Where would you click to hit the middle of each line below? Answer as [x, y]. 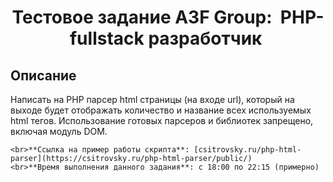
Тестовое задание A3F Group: [142, 17]
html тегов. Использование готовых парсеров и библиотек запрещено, [162, 120]
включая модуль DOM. [59, 131]
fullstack [107, 38]
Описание [43, 75]
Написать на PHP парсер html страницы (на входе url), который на [152, 99]
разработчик [205, 38]
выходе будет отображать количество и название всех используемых [161, 110]
